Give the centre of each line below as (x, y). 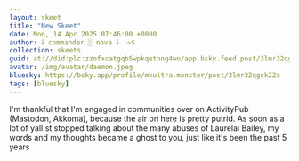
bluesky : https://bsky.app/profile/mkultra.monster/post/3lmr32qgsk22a (145, 76)
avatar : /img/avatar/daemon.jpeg (71, 68)
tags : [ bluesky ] (39, 84)
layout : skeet (36, 17)
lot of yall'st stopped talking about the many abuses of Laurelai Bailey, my (144, 128)
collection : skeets (45, 51)
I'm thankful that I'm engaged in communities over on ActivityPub (129, 109)
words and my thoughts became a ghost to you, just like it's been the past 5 (148, 137)
